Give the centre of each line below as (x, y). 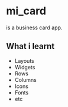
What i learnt (30, 46)
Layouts (24, 60)
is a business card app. (34, 27)
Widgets (25, 67)
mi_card (26, 11)
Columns (26, 80)
